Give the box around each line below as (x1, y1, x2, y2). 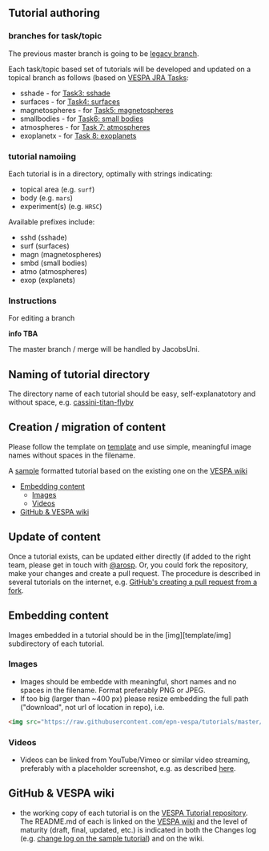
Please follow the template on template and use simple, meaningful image (8, 442, 252, 451)
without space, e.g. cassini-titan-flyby (8, 397, 134, 407)
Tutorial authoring (8, 6, 100, 20)
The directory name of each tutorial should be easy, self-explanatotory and (8, 389, 256, 399)
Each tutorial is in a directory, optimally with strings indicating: (8, 168, 213, 179)
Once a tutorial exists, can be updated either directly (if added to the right (8, 551, 251, 561)
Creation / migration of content (8, 421, 167, 434)
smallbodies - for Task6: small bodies (19, 114, 144, 123)
